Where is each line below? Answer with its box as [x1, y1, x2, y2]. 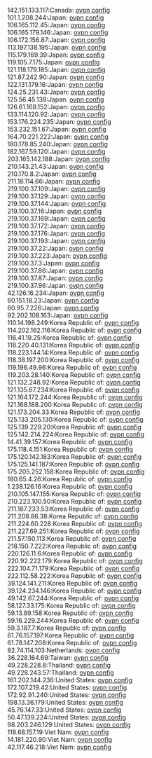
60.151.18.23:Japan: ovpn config [7, 296, 99, 304]
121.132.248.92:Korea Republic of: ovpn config [7, 378, 141, 386]
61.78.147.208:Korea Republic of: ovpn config [7, 639, 137, 647]
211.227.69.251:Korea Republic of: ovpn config [7, 527, 140, 535]
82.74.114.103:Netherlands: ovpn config [7, 646, 120, 654]
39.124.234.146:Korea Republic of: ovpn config [7, 586, 142, 595]
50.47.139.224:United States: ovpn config [7, 713, 126, 721]
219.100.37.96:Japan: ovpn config [7, 282, 104, 289]
